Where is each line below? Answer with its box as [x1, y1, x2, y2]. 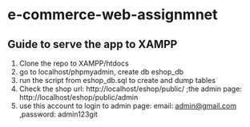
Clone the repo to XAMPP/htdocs [18, 58, 129, 68]
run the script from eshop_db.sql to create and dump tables [18, 76, 216, 85]
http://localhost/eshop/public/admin [18, 93, 139, 101]
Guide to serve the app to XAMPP [7, 38, 178, 51]
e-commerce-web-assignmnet [7, 6, 218, 24]
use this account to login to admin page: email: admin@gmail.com [18, 101, 237, 110]
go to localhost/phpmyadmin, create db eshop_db [18, 67, 184, 77]
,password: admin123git [18, 109, 98, 119]
